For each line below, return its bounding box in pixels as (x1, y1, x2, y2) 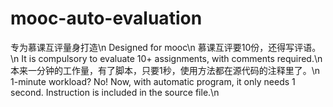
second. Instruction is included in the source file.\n (10, 86, 220, 98)
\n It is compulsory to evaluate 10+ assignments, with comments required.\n (10, 52, 323, 64)
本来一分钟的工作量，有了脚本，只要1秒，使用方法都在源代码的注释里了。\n (10, 64, 321, 76)
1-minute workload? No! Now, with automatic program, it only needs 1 (10, 75, 296, 87)
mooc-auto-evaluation (10, 7, 203, 30)
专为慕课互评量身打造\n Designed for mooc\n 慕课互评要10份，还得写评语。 (10, 41, 322, 53)
